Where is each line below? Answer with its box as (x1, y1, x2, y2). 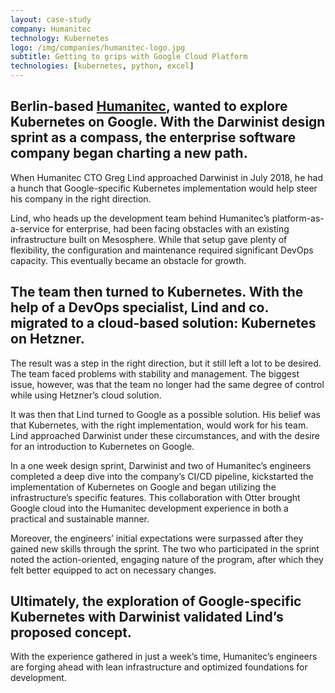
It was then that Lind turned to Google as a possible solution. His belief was (10, 408, 321, 420)
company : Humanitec (10, 24, 92, 34)
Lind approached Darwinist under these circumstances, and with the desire (10, 429, 320, 441)
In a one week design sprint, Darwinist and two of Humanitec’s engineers (10, 459, 312, 471)
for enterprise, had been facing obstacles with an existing (51, 222, 290, 235)
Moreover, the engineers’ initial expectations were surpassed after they (10, 532, 304, 544)
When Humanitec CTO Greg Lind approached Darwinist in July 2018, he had (10, 171, 323, 183)
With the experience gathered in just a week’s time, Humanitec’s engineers (10, 651, 318, 663)
